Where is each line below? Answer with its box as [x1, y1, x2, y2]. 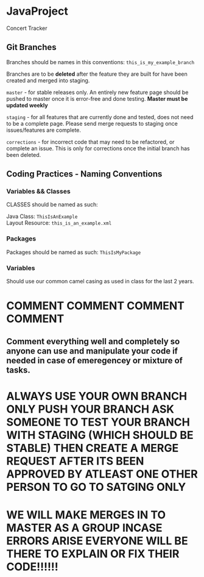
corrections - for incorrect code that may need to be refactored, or [6, 138, 175, 145]
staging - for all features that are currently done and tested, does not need [6, 113, 194, 120]
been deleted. [6, 151, 41, 158]
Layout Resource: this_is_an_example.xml [6, 219, 112, 227]
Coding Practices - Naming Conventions [6, 169, 163, 180]
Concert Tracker [6, 24, 47, 32]
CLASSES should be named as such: [6, 201, 99, 208]
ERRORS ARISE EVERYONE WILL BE [6, 534, 188, 548]
